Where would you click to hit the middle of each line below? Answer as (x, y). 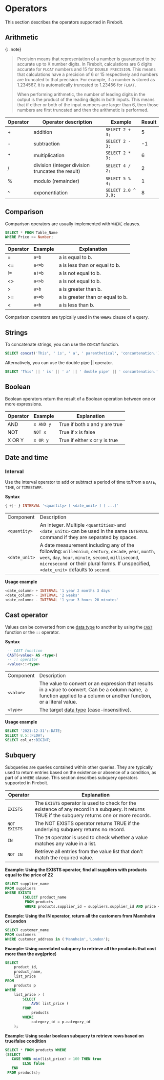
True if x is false (77, 432)
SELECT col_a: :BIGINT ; (28, 740)
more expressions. (24, 404)
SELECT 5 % (118, 178)
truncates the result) (57, 171)
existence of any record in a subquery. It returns (90, 809)
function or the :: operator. (32, 632)
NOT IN (15, 854)
